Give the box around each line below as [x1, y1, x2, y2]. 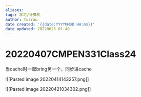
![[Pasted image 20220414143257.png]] [5, 76, 89, 82]
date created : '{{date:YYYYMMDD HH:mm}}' [5, 21, 95, 27]
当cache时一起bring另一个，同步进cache [5, 66, 92, 72]
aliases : [5, 7, 24, 13]
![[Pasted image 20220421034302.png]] [5, 86, 91, 92]
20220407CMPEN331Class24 [5, 48, 136, 60]
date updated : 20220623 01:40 [5, 27, 70, 32]
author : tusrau [5, 17, 38, 22]
